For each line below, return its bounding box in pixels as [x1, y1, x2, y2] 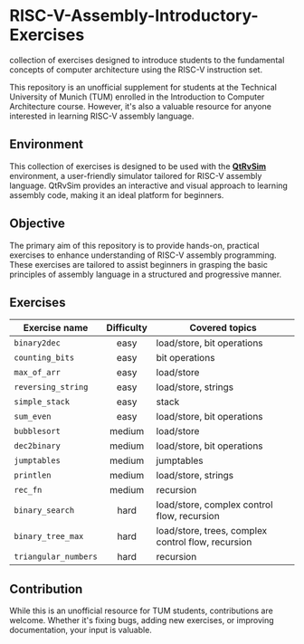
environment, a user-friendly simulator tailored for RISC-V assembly [9, 170, 262, 181]
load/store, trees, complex [156, 525, 268, 537]
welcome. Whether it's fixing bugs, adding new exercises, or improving [9, 615, 274, 626]
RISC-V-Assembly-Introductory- [9, 5, 259, 26]
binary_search [14, 506, 75, 516]
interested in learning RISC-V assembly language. [9, 110, 195, 121]
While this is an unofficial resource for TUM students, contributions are [9, 605, 273, 616]
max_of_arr [14, 367, 61, 378]
